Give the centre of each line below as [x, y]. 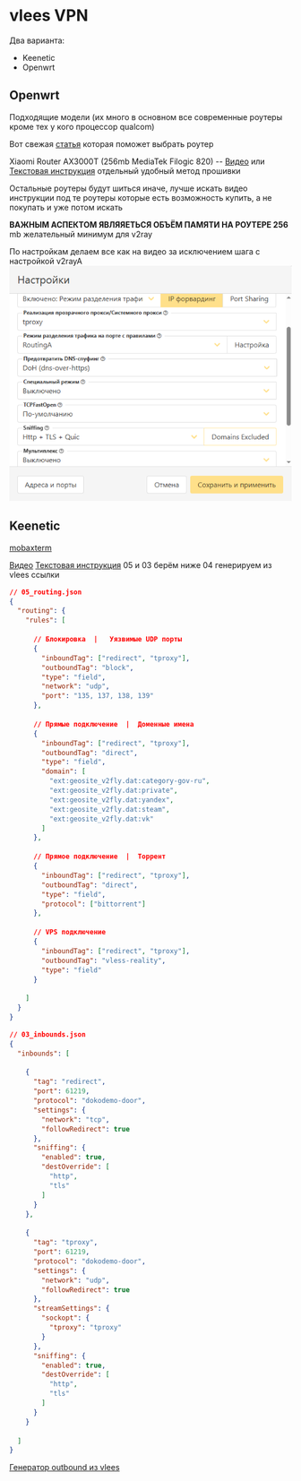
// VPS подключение [69, 933]
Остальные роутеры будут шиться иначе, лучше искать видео [129, 188]
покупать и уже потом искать [66, 207]
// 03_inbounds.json [48, 1034]
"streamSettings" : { [71, 1309]
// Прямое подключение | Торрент [99, 857]
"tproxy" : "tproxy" [86, 1328]
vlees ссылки [34, 574]
